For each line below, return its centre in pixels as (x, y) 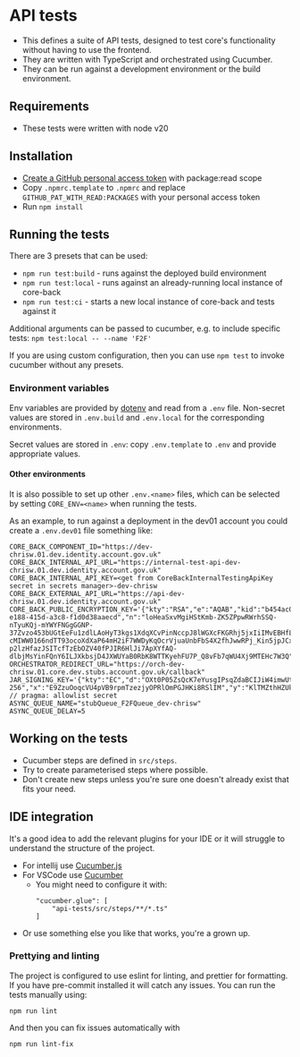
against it (39, 311)
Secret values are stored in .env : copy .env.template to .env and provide (143, 444)
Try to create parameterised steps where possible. (115, 770)
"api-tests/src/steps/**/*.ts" (110, 908)
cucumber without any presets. (67, 365)
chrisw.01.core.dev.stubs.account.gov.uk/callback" (107, 672)
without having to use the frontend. (87, 49)
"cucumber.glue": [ (72, 900)
